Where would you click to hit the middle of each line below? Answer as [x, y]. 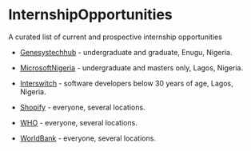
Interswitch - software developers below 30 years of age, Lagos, [126, 83]
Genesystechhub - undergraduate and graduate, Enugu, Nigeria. [126, 52]
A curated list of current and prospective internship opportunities [115, 37]
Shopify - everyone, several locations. [82, 107]
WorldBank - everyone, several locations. [88, 138]
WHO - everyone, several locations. [78, 122]
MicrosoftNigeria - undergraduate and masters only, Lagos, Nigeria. [131, 68]
